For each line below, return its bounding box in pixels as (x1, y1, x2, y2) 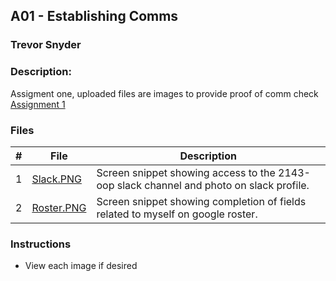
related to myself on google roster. (96, 207, 258, 221)
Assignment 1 (10, 98, 66, 110)
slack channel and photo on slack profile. (116, 178, 310, 192)
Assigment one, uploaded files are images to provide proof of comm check (10, 87, 319, 99)
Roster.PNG (31, 200, 87, 214)
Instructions (10, 237, 72, 251)
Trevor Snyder (10, 38, 82, 52)
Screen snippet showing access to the (96, 165, 276, 179)
